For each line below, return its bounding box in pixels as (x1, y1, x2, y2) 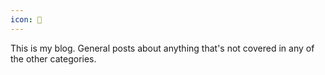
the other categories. (10, 52, 97, 65)
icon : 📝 (10, 14, 43, 25)
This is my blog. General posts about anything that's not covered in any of (10, 42, 315, 54)
